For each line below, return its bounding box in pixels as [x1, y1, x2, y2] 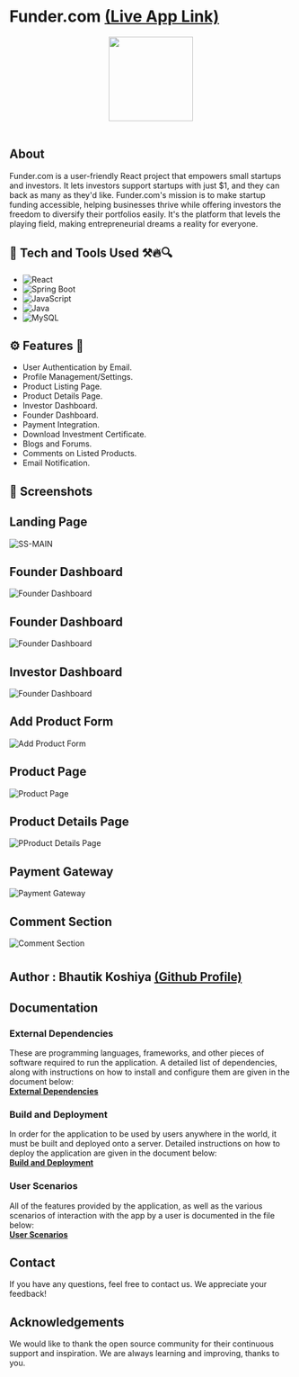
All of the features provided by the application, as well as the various [9, 1200, 263, 1211]
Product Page [9, 764, 87, 779]
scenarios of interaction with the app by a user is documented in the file [9, 1210, 276, 1220]
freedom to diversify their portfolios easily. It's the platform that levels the [9, 209, 281, 220]
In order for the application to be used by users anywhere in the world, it [9, 1129, 277, 1139]
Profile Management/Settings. [22, 372, 133, 382]
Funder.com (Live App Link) [9, 6, 220, 27]
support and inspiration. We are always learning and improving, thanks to [9, 1348, 280, 1359]
